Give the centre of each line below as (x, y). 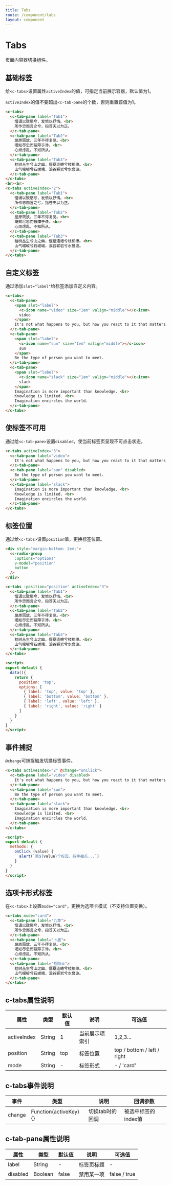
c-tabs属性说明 (30, 1000)
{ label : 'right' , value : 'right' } (63, 706)
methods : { (21, 847)
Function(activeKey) (55, 1111)
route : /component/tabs (31, 15)
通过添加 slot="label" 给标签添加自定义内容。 (53, 286)
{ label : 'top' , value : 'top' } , (59, 692)
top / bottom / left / (137, 1050)
